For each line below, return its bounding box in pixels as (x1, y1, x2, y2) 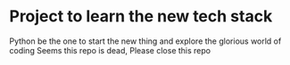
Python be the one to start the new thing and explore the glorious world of (9, 36, 282, 46)
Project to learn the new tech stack (9, 6, 273, 27)
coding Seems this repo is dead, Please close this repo (9, 45, 211, 55)
